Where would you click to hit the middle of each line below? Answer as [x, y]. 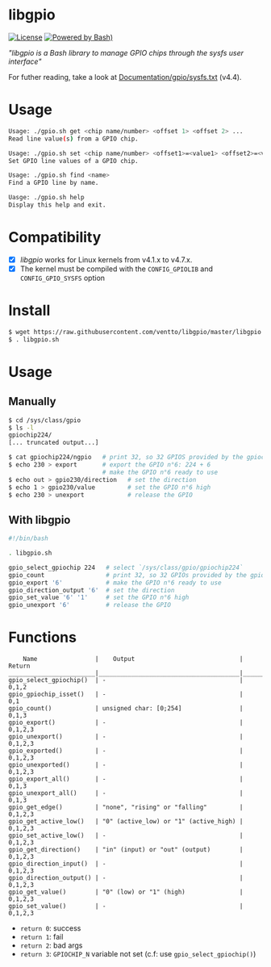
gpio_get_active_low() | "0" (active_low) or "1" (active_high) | [126, 822]
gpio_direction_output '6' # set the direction [92, 590]
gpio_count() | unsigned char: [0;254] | [126, 709]
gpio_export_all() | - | [126, 779]
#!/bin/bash [28, 538]
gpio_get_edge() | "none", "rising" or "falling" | [126, 808]
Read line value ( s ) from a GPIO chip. [73, 139]
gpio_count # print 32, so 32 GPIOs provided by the [128, 575]
